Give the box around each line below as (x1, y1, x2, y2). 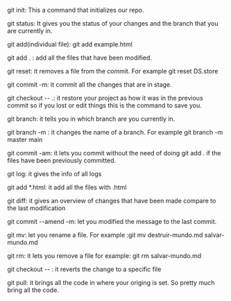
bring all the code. (7, 286, 59, 294)
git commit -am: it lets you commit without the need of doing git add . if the (7, 149, 221, 157)
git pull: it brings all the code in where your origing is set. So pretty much (7, 279, 215, 286)
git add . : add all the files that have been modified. (7, 53, 153, 62)
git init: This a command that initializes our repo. (7, 6, 144, 14)
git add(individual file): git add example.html (7, 40, 133, 48)
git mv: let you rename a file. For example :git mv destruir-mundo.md (7, 231, 203, 239)
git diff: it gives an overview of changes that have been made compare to (7, 197, 216, 205)
